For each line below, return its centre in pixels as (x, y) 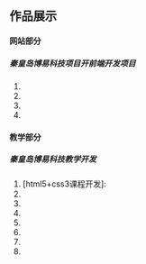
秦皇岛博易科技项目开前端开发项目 (73, 63)
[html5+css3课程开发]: (64, 184)
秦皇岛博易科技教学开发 (53, 159)
